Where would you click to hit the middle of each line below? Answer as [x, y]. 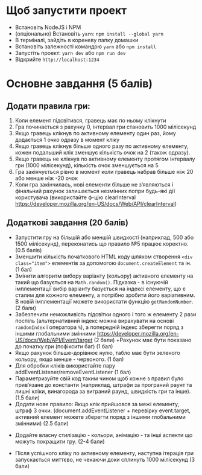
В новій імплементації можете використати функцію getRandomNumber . [104, 301]
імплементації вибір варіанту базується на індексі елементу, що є [100, 289]
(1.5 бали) [27, 397]
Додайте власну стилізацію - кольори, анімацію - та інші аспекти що [104, 435]
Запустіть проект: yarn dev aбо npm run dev [70, 53]
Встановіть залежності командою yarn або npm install [86, 46]
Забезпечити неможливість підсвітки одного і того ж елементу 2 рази [106, 314]
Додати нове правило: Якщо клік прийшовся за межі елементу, [97, 404]
